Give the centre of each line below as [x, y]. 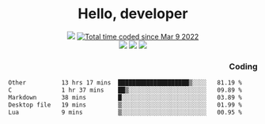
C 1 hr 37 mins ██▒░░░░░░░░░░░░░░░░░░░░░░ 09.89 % [125, 90]
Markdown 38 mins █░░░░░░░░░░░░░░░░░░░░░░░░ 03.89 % [125, 97]
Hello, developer [133, 14]
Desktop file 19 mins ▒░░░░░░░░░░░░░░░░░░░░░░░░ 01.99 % [125, 105]
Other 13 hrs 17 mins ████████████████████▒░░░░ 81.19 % [125, 83]
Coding [243, 66]
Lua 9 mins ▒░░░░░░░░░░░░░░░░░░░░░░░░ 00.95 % [125, 112]
